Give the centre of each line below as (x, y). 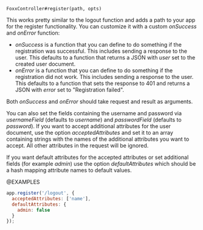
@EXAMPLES (23, 182)
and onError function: (33, 33)
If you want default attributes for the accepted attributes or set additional (98, 157)
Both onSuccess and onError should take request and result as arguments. (100, 101)
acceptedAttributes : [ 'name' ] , (51, 198)
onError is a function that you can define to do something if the (94, 70)
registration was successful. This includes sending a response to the (101, 51)
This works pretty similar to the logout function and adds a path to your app (101, 20)
